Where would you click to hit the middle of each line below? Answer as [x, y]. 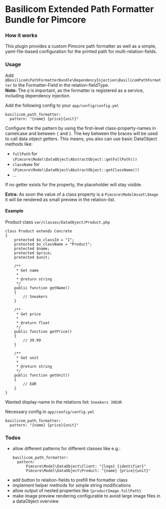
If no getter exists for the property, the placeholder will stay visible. [74, 184]
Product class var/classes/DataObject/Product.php [58, 222]
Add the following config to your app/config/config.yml [62, 105]
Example [14, 211]
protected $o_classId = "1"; [44, 240]
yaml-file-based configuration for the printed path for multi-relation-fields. [81, 51]
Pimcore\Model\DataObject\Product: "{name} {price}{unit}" [88, 471]
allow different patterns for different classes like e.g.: [66, 449]
